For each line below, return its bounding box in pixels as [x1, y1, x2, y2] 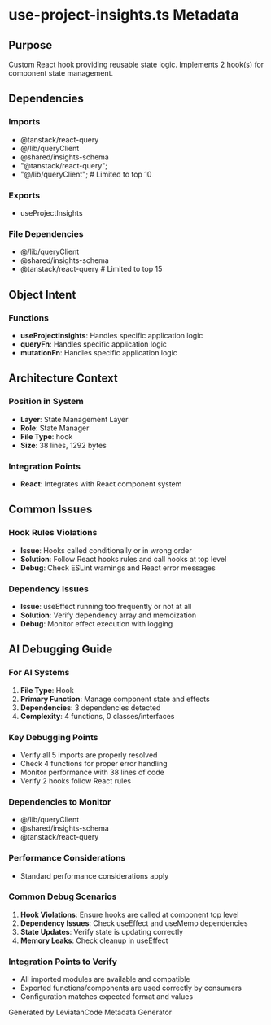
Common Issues [8, 503, 93, 517]
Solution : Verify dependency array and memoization [20, 610, 197, 620]
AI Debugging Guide [8, 643, 113, 656]
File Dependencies [8, 228, 84, 239]
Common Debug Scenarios [8, 891, 117, 902]
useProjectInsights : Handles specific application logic [20, 330, 203, 340]
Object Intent [8, 287, 76, 302]
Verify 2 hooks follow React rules [20, 775, 132, 786]
